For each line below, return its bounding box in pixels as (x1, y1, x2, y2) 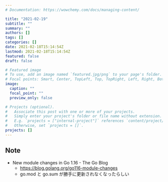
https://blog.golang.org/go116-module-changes (19, 165, 118, 171)
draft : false (5, 58, 32, 63)
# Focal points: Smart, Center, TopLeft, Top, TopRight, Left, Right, (5, 77, 155, 82)
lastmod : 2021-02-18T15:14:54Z (5, 49, 70, 54)
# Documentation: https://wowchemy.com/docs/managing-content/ (5, 7, 140, 13)
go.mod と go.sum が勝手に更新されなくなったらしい (19, 171, 129, 177)
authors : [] (5, 31, 30, 36)
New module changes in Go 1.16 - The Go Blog (12, 159, 108, 165)
